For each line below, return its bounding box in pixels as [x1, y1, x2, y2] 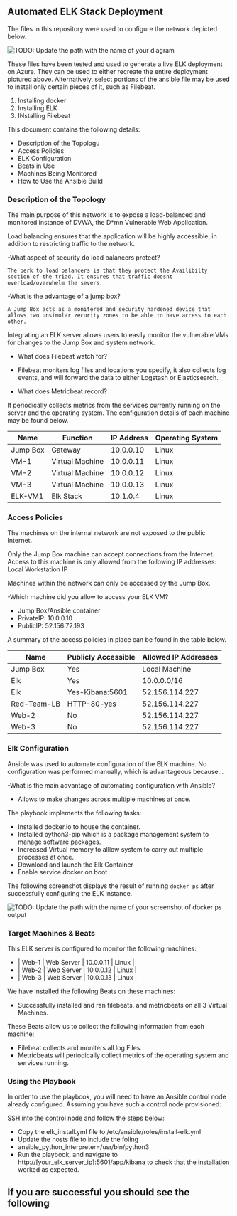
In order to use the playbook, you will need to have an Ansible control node [7, 1092, 226, 1101]
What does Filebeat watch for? [17, 352, 108, 361]
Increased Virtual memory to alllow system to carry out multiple [17, 845, 204, 853]
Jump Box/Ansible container [17, 606, 101, 615]
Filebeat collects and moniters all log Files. [17, 1044, 143, 1052]
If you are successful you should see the [7, 1186, 190, 1198]
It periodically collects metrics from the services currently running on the [7, 401, 221, 410]
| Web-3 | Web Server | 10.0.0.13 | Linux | [17, 973, 137, 981]
